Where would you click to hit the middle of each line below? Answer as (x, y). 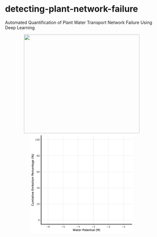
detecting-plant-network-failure (72, 9)
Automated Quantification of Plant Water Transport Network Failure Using (78, 22)
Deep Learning (20, 27)
